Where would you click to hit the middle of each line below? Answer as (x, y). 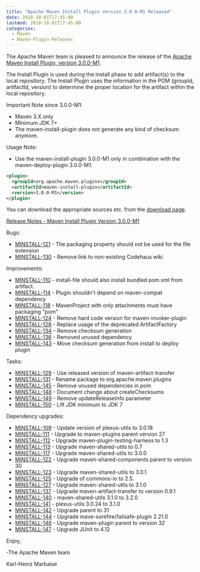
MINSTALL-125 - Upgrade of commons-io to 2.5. (74, 479)
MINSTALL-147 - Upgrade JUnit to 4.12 (62, 530)
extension (27, 251)
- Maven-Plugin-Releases (42, 39)
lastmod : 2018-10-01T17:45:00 (44, 23)
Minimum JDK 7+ (36, 123)
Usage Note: (21, 147)
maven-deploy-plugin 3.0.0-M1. (53, 165)
